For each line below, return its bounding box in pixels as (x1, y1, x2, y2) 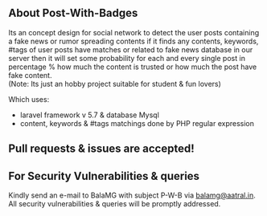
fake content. (8, 70, 52, 79)
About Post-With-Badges (8, 6, 138, 20)
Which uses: (8, 94, 50, 104)
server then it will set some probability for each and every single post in (8, 53, 245, 63)
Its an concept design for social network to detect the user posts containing (8, 27, 260, 37)
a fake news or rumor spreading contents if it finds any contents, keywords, (8, 36, 259, 46)
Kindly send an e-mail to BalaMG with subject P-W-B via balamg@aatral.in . (8, 190, 256, 200)
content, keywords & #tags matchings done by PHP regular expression (19, 118, 255, 128)
